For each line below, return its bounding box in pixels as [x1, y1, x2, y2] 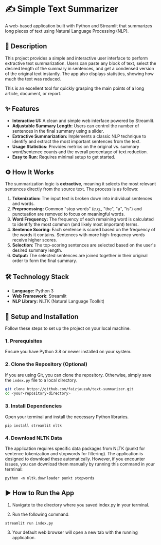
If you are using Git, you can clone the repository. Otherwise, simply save [5, 372, 152, 378]
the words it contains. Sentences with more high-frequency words [12, 232, 145, 238]
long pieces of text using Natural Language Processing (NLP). [5, 28, 129, 34]
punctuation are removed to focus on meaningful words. [12, 211, 125, 217]
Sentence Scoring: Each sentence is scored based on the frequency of [12, 227, 156, 233]
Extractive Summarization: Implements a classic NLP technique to [12, 133, 146, 139]
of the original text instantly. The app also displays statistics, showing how [5, 71, 154, 77]
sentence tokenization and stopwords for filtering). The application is [5, 450, 143, 456]
